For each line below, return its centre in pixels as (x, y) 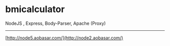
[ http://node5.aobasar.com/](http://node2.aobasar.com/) (64, 38)
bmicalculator (35, 9)
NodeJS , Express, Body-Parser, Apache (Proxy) (56, 23)
